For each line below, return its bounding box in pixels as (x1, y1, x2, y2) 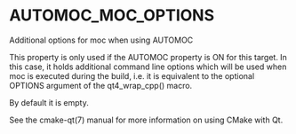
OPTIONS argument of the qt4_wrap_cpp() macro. (9, 80, 193, 91)
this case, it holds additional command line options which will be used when (9, 61, 287, 72)
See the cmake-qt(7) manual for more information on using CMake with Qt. (9, 114, 284, 125)
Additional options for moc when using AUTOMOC (9, 35, 194, 45)
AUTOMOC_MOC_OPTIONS (9, 5, 215, 26)
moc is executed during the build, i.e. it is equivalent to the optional (9, 70, 255, 81)
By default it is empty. (9, 97, 89, 107)
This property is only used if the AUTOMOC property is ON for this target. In (9, 51, 287, 62)
